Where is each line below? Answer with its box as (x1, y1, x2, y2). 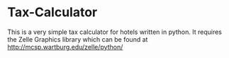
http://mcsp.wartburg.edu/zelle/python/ (7, 42, 123, 51)
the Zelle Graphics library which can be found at (7, 35, 148, 43)
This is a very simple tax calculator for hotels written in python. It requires (7, 28, 222, 36)
